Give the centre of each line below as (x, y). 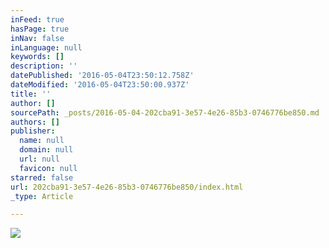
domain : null (46, 150)
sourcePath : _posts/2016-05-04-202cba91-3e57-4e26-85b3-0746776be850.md (165, 112)
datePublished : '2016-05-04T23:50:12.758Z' (102, 76)
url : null (39, 159)
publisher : (33, 131)
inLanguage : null (46, 47)
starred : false (42, 177)
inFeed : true (37, 19)
